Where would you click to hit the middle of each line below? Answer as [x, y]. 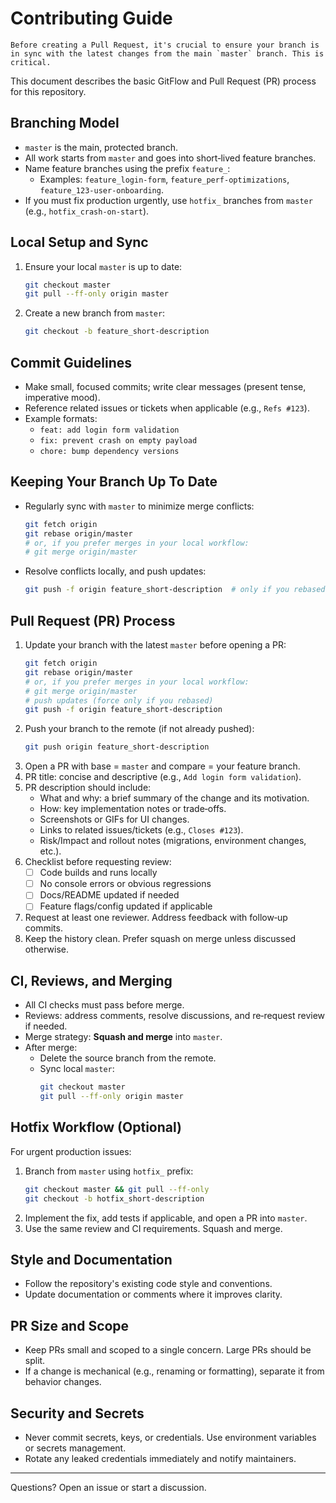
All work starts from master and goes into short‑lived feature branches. [170, 158]
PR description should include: [88, 788]
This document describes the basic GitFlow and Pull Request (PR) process [163, 81]
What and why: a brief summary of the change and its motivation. [174, 798]
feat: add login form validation [109, 430]
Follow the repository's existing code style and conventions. [148, 1284]
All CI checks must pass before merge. [104, 1005]
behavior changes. [63, 1382]
